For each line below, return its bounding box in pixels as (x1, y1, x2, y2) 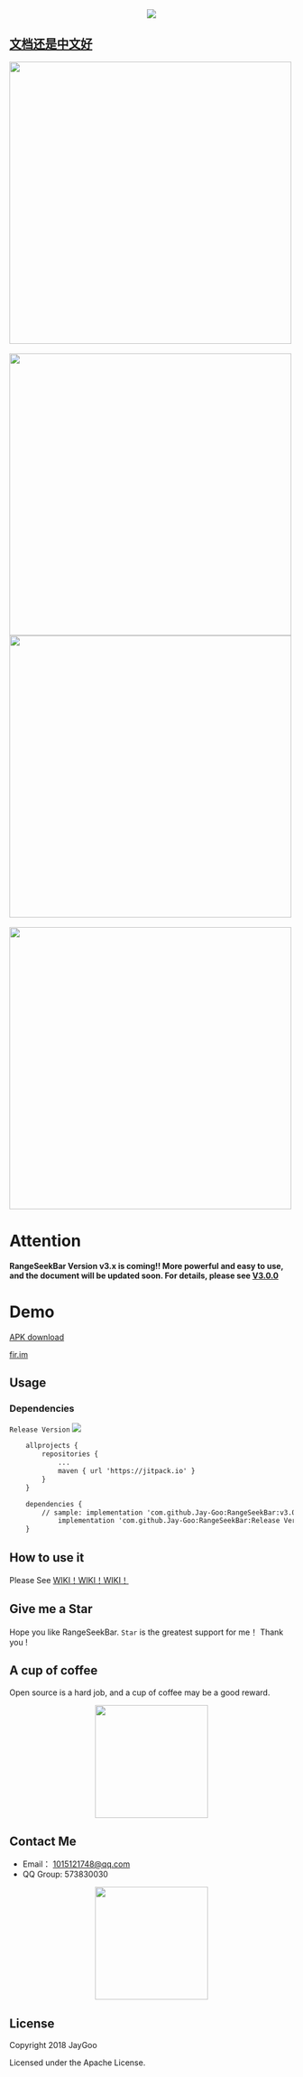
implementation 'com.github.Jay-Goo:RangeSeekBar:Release (57, 1516, 280, 1525)
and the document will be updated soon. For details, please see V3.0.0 (9, 1270, 280, 1281)
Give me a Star (9, 1601, 93, 1617)
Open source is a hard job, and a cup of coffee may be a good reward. (9, 1687, 271, 1698)
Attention (9, 1231, 81, 1251)
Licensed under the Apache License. (9, 2057, 146, 2068)
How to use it (9, 1550, 85, 1565)
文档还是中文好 (9, 36, 93, 52)
